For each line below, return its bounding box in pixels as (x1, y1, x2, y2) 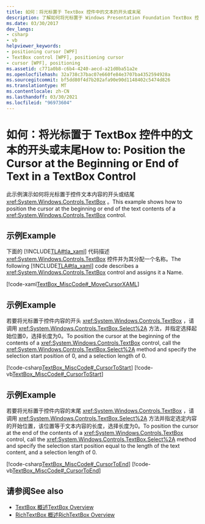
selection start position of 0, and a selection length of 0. (6, 352, 147, 360)
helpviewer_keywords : (6, 43, 62, 49)
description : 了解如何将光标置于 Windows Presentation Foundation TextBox (6, 15, 192, 21)
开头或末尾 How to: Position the (27, 143, 186, 157)
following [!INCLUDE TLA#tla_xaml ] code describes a (6, 262, 139, 270)
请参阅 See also (6, 486, 64, 497)
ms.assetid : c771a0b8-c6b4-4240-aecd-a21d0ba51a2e (6, 65, 138, 72)
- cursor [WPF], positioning (6, 60, 81, 66)
